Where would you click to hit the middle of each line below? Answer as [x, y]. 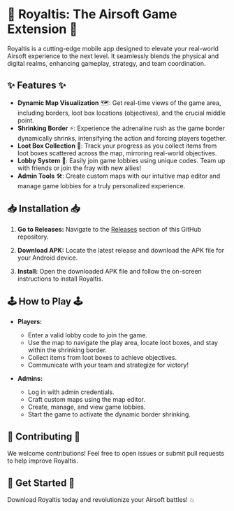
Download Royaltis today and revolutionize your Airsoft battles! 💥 [101, 499]
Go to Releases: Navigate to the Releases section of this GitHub [109, 229]
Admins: [30, 379]
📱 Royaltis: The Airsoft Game [92, 14]
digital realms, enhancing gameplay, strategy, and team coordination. [107, 63]
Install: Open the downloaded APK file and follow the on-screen [110, 271]
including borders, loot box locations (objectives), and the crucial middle [121, 113]
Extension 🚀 [43, 29]
